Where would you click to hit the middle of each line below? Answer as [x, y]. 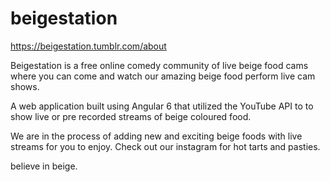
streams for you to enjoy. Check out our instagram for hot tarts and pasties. [165, 146]
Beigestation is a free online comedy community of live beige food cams [159, 65]
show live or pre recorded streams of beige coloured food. [131, 116]
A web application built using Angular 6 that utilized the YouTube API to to [162, 106]
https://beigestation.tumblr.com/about [88, 46]
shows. [25, 86]
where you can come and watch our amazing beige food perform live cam [163, 76]
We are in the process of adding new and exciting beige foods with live [156, 136]
